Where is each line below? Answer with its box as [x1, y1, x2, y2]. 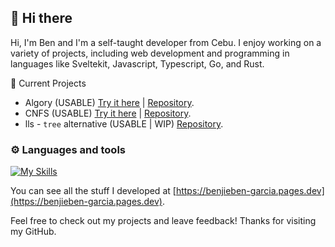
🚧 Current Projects [10, 77, 87, 89]
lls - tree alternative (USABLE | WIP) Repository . [24, 117, 224, 130]
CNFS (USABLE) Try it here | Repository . [24, 107, 192, 119]
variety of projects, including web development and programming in [10, 47, 290, 59]
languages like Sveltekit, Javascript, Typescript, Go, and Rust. [10, 57, 265, 70]
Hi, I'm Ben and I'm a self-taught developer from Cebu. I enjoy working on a [10, 36, 322, 48]
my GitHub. [10, 226, 57, 238]
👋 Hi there [10, 10, 73, 27]
